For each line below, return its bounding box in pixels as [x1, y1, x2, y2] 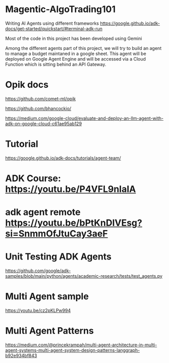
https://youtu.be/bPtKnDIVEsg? [5, 217, 142, 229]
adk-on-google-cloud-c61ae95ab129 [5, 120, 82, 127]
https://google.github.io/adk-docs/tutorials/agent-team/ [5, 155, 121, 161]
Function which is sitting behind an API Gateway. [5, 61, 106, 67]
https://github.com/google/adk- [5, 268, 71, 274]
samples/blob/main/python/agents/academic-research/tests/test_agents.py [5, 273, 163, 279]
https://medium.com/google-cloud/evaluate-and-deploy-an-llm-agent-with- [5, 115, 164, 121]
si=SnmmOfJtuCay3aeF [5, 228, 108, 239]
